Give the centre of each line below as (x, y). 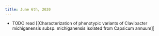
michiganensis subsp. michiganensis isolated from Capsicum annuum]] (83, 28)
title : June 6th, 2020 (28, 9)
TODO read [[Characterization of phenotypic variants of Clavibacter (80, 23)
